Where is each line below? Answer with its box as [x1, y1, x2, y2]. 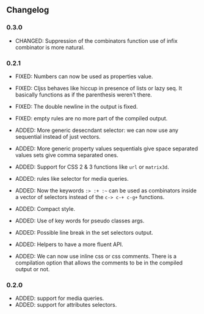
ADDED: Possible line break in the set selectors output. [15, 228, 154, 236]
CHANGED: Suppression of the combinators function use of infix [15, 37, 178, 45]
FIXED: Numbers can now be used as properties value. [15, 73, 153, 80]
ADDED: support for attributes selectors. [15, 301, 117, 309]
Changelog [6, 5, 49, 15]
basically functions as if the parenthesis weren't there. [15, 91, 153, 98]
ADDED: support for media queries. [15, 294, 104, 302]
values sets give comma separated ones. [15, 151, 118, 158]
